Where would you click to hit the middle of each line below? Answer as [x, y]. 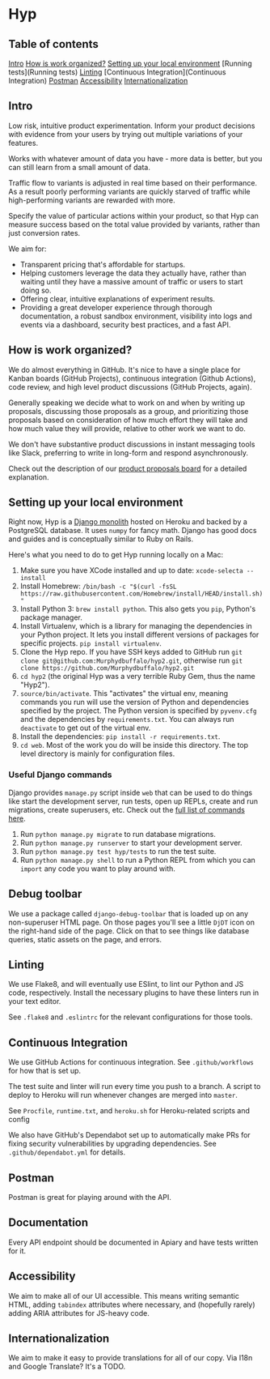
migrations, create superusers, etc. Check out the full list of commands [127, 809]
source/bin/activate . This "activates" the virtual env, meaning [124, 694]
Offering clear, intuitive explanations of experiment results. [118, 299]
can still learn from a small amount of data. [80, 167]
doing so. [36, 290]
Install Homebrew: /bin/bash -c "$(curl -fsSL [98, 586]
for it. [17, 1251]
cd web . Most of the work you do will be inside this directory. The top [134, 745]
